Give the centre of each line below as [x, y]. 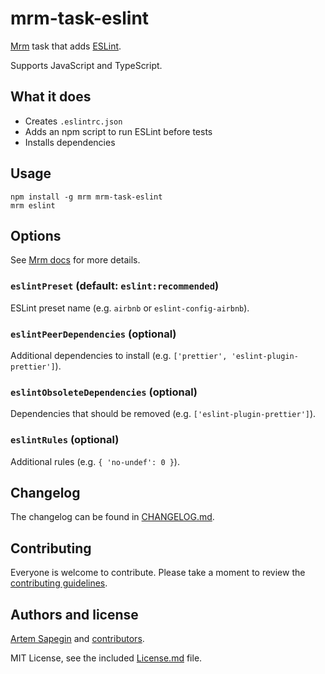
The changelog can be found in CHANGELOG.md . [112, 517]
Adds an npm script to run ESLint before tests [118, 131]
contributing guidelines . [59, 583]
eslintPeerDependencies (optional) [93, 334]
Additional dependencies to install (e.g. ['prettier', [119, 355]
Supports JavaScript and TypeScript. [86, 65]
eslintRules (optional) [65, 440]
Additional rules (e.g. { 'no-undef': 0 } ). [95, 461]
